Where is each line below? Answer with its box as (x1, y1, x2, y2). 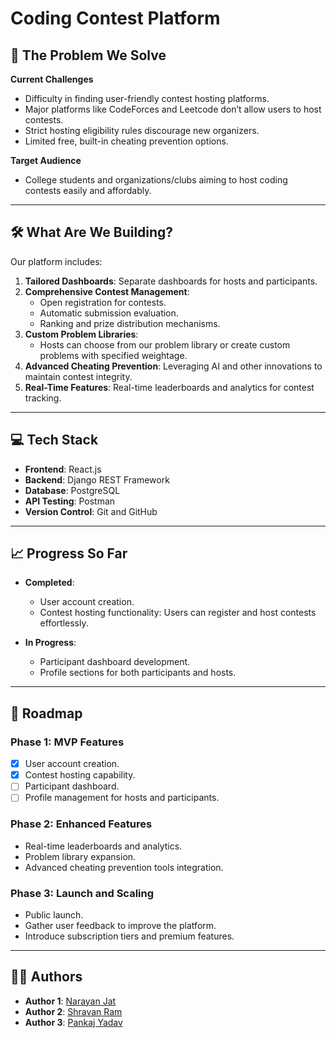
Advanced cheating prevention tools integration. (24, 861, 224, 873)
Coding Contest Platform (10, 7, 221, 30)
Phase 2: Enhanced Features (10, 817, 153, 831)
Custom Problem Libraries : (24, 328, 139, 340)
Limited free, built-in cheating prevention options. (24, 135, 229, 147)
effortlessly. (39, 617, 89, 629)
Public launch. (24, 908, 84, 921)
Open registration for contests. (39, 296, 167, 308)
